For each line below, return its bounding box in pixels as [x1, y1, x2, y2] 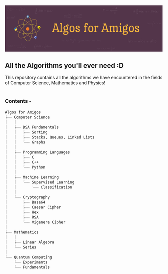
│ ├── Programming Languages [5, 150, 70, 155]
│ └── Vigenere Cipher [5, 220, 66, 225]
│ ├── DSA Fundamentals [5, 125, 59, 130]
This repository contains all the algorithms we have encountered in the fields [5, 75, 163, 81]
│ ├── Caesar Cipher [5, 205, 61, 210]
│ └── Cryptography [5, 195, 50, 200]
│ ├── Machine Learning [5, 175, 59, 180]
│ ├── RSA [5, 215, 39, 220]
